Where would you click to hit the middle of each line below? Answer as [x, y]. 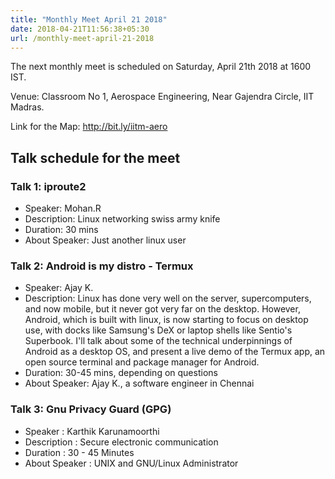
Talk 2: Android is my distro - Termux [102, 266]
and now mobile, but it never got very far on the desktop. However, [162, 309]
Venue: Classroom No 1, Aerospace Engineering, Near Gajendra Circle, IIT [162, 97]
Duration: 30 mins [61, 230]
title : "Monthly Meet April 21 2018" [89, 19]
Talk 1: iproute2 [48, 186]
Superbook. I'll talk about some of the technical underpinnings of [158, 341]
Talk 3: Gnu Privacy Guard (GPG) [91, 409]
